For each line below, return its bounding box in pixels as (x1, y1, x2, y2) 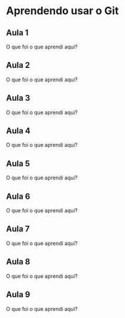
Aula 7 (6, 224, 30, 234)
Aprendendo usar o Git (6, 4, 119, 18)
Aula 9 (6, 290, 31, 300)
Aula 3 (6, 93, 31, 103)
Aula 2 (6, 60, 31, 70)
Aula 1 (6, 28, 29, 38)
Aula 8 (6, 257, 31, 267)
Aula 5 (6, 158, 31, 169)
